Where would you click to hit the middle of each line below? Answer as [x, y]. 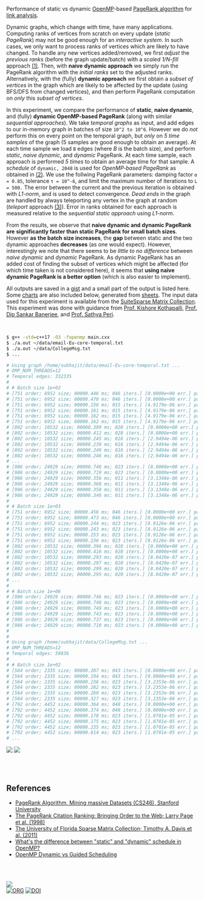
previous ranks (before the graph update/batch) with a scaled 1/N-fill [93, 59]
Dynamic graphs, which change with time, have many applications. [90, 27]
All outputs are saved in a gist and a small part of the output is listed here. [98, 289]
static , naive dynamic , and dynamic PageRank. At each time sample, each [99, 155]
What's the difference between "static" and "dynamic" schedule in [98, 841]
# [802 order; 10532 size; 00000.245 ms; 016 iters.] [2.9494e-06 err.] [100, 438]
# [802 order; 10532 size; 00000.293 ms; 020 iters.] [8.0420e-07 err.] [100, 558]
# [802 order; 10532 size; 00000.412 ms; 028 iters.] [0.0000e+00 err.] [100, 433]
